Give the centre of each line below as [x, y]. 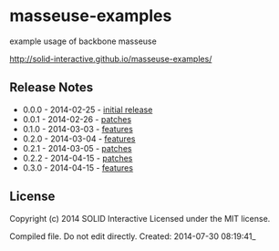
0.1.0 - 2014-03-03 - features [78, 129]
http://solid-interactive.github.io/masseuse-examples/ [111, 58]
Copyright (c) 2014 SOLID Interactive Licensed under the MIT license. [140, 218]
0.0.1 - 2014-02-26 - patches [77, 119]
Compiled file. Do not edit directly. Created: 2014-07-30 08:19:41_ [133, 236]
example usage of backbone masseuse [83, 41]
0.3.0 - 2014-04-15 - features [78, 167]
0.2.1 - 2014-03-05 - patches [77, 148]
